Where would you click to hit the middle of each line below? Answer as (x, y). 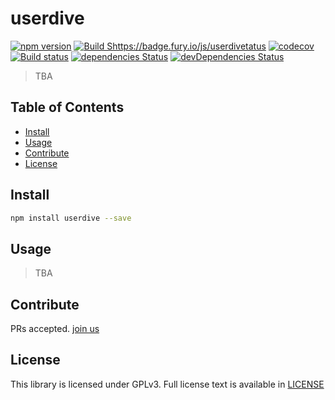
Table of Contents (67, 107)
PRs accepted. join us (55, 329)
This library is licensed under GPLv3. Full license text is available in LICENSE (167, 384)
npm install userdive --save (71, 218)
